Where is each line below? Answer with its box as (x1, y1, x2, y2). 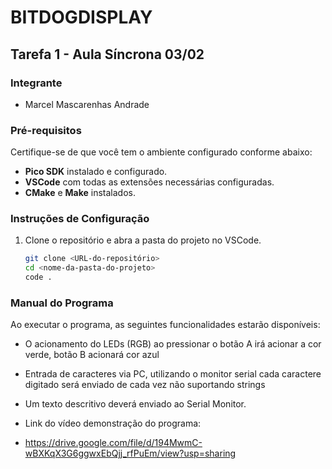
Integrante (10, 76, 63, 90)
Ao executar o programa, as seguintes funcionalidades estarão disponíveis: (10, 319, 321, 331)
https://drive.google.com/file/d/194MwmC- (24, 437, 203, 449)
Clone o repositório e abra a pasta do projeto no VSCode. (24, 234, 262, 246)
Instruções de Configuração (10, 212, 150, 226)
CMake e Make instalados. (24, 187, 136, 199)
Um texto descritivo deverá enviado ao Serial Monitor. (24, 398, 247, 410)
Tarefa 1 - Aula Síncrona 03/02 (10, 46, 205, 63)
